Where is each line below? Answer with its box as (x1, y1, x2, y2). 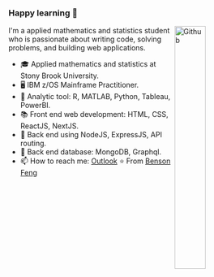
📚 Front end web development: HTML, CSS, (19, 110, 169, 119)
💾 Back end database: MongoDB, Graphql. (19, 147, 162, 157)
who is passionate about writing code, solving (8, 34, 162, 44)
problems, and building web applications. (8, 43, 146, 53)
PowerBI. (19, 101, 51, 110)
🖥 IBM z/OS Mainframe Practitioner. (19, 80, 139, 90)
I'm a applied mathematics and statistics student (8, 26, 170, 36)
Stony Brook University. (19, 71, 100, 80)
